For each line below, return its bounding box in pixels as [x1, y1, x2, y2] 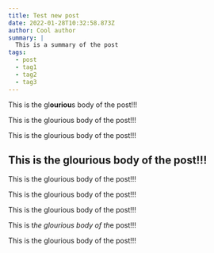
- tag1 [15, 63, 37, 71]
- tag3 [15, 78, 37, 86]
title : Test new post [8, 11, 80, 20]
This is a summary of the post [15, 41, 119, 49]
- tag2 [15, 71, 37, 79]
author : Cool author [8, 26, 77, 34]
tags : [8, 48, 26, 56]
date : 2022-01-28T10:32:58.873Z [8, 19, 115, 27]
